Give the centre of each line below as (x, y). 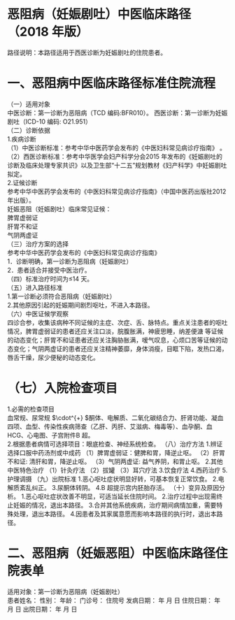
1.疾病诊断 (22, 139)
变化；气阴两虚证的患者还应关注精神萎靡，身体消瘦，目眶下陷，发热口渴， (120, 348)
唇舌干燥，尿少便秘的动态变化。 (53, 357)
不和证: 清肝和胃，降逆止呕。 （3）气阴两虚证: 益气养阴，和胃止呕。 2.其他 (115, 461)
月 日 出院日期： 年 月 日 (42, 609)
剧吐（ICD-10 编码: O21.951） (50, 121)
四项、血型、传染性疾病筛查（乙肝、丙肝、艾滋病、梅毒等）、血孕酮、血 (110, 426)
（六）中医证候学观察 (38, 313)
